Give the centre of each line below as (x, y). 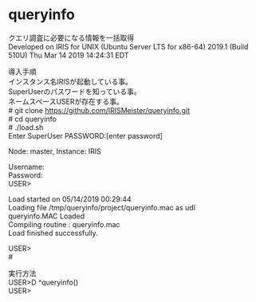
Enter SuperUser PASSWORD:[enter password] (86, 135)
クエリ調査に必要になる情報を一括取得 (71, 37)
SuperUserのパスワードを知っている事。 (75, 91)
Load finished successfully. (53, 233)
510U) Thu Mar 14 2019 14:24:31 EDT (69, 55)
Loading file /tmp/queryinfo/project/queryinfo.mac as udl (102, 207)
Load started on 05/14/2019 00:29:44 (70, 199)
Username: (27, 167)
